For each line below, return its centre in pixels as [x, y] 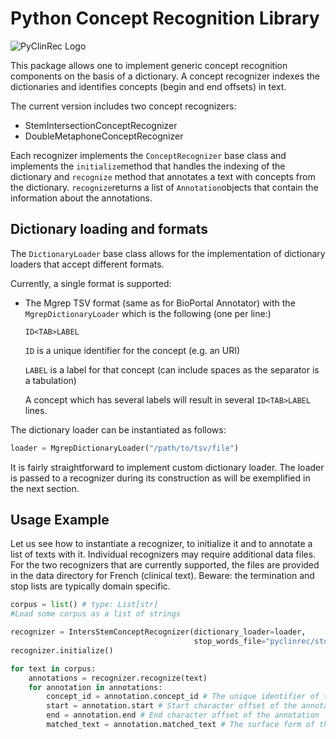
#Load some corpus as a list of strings [96, 614]
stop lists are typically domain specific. [90, 586]
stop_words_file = [230, 642]
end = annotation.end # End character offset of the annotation [183, 715]
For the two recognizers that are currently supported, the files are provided [165, 565]
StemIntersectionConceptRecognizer [101, 125]
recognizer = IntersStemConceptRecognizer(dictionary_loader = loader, [158, 632]
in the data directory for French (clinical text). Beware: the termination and [162, 576]
